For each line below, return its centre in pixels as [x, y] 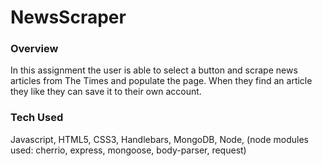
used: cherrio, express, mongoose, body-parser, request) [128, 150]
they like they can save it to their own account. [106, 92]
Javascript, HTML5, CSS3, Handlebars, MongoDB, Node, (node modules [159, 139]
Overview [34, 49]
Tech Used [37, 118]
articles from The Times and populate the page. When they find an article [161, 81]
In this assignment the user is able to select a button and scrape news [154, 70]
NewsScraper [68, 17]
